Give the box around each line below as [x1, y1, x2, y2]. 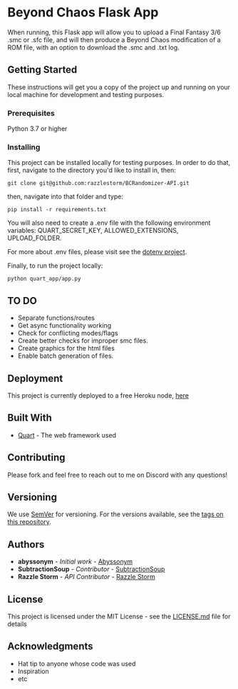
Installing [7, 142, 41, 152]
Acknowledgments [7, 640, 94, 653]
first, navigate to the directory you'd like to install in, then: [7, 166, 177, 175]
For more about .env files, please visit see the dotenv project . [7, 248, 187, 256]
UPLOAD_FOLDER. [7, 233, 62, 243]
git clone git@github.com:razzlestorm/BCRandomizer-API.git [7, 180, 190, 187]
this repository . [7, 518, 52, 526]
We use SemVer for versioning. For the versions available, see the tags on [7, 510, 224, 518]
